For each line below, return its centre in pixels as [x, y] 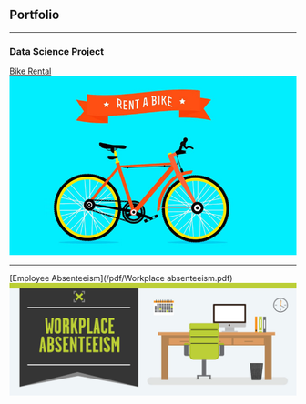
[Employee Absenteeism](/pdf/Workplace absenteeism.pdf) [121, 278]
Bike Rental [31, 71]
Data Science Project [57, 51]
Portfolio [35, 15]
